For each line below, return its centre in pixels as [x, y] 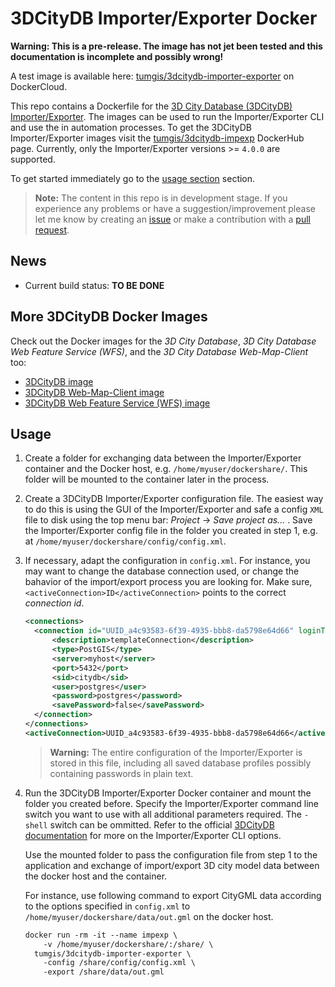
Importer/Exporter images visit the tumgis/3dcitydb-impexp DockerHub [157, 138]
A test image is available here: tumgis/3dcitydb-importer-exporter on [152, 76]
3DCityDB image [59, 381]
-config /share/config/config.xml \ [119, 963]
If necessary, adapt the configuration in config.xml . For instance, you [167, 561]
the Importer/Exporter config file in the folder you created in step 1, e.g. [171, 531]
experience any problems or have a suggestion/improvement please [175, 208]
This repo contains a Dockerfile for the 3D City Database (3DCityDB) [151, 106]
